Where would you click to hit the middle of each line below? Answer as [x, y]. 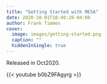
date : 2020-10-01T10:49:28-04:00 [48, 18]
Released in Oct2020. [33, 63]
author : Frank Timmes [34, 23]
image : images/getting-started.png [57, 34]
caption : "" [27, 40]
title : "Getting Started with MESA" [52, 12]
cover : [15, 29]
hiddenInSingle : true [39, 46]
